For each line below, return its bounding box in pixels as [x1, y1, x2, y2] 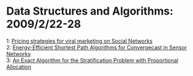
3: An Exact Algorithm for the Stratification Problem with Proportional [6, 57, 179, 64]
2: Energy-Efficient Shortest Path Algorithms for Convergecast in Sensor [6, 44, 187, 51]
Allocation [6, 63, 32, 71]
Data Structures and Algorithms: [6, 4, 174, 18]
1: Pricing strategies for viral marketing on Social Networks [6, 37, 153, 44]
